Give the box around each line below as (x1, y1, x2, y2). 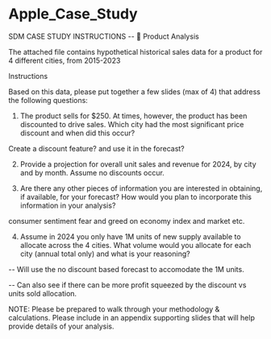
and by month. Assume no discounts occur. (19, 167, 165, 177)
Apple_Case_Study (8, 5, 139, 23)
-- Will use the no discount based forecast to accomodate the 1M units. (8, 264, 244, 274)
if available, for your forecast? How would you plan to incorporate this (19, 192, 252, 201)
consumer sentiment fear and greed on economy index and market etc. (8, 216, 245, 225)
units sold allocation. (8, 288, 77, 298)
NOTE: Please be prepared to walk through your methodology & (8, 304, 220, 314)
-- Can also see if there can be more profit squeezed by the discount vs (8, 279, 247, 290)
